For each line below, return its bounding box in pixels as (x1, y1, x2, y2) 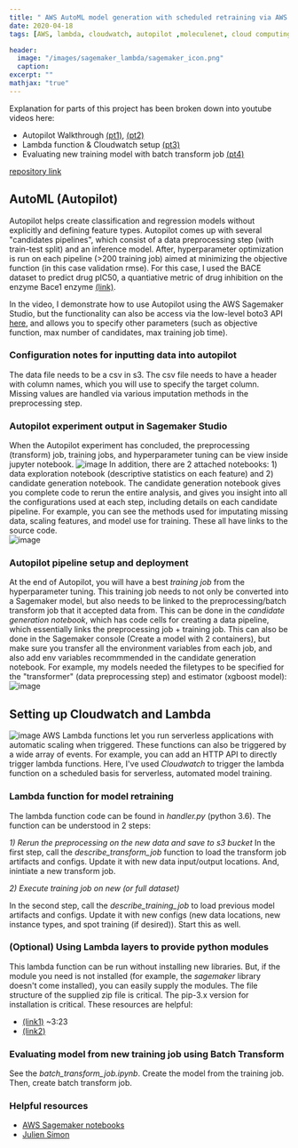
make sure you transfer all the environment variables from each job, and (9, 643, 273, 654)
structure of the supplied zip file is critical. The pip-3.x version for (9, 989, 249, 1000)
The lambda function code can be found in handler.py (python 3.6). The (9, 810, 271, 821)
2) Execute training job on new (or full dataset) (9, 882, 180, 894)
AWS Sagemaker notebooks (21, 1120, 125, 1130)
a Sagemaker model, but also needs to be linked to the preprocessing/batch (9, 596, 286, 606)
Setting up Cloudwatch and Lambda (9, 706, 211, 721)
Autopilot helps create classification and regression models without (9, 215, 255, 226)
